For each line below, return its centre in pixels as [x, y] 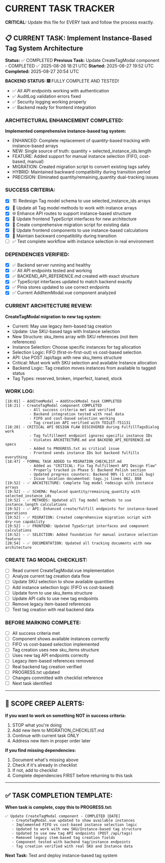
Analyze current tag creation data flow [51, 576]
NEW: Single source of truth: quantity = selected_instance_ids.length [82, 151]
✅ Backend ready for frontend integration [54, 107]
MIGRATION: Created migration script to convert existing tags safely [81, 167]
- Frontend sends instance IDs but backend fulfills [84, 453]
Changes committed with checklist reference [57, 678]
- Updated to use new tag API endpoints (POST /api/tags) [72, 833]
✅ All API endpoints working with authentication [61, 90]
